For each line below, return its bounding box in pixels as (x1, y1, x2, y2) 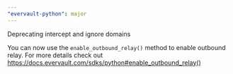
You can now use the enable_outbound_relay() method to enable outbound (7, 43, 227, 51)
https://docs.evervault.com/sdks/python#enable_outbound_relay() (7, 58, 202, 67)
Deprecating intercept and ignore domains (7, 30, 131, 38)
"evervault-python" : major (7, 10, 87, 18)
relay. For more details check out (7, 51, 103, 59)
